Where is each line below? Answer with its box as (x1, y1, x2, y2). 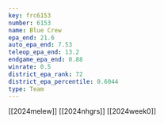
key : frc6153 (8, 11, 51, 20)
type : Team (8, 85, 44, 93)
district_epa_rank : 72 (8, 70, 83, 78)
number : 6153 (8, 19, 51, 27)
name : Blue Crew (8, 26, 62, 34)
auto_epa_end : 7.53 (8, 41, 73, 49)
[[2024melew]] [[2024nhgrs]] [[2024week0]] (8, 107, 157, 116)
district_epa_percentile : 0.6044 (8, 77, 119, 85)
